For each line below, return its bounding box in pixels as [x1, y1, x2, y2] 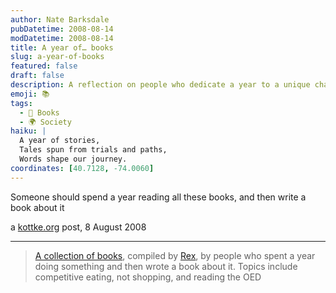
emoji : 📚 [10, 89, 50, 99]
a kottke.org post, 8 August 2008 [10, 221, 147, 233]
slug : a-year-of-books [10, 52, 105, 62]
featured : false [10, 61, 78, 71]
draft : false [10, 71, 65, 81]
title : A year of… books [10, 42, 114, 53]
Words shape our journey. [19, 154, 128, 164]
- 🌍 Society [19, 117, 72, 127]
